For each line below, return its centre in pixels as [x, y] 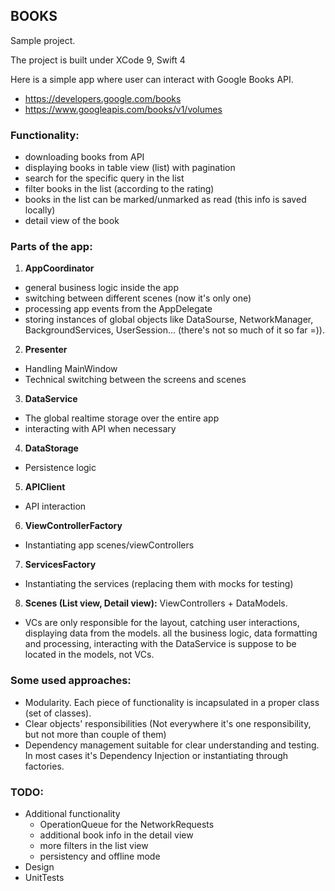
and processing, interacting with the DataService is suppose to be [160, 644]
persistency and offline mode [100, 856]
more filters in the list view [94, 845]
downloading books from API [84, 157]
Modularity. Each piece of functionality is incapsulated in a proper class [172, 702]
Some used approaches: [71, 681]
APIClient [45, 487]
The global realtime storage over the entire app [122, 418]
